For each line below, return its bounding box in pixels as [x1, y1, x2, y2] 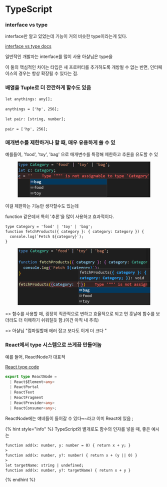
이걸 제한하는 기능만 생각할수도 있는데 [5, 203, 79, 209]
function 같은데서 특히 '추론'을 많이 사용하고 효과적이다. [5, 213, 114, 219]
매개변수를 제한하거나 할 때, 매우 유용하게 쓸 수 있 [5, 139, 116, 146]
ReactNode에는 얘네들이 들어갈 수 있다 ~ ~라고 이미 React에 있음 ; [5, 415, 133, 421]
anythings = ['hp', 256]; [5, 106, 59, 111]
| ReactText [9, 390, 35, 395]
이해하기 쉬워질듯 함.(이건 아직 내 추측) [23, 317, 99, 323]
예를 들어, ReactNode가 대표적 [5, 353, 66, 359]
